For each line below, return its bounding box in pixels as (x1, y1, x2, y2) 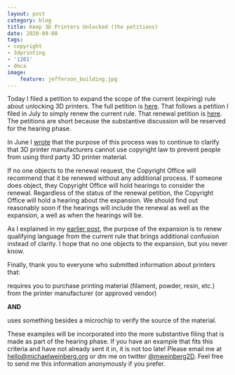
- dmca (7, 62, 27, 69)
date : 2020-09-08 (7, 29, 58, 37)
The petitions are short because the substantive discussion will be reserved (7, 117, 226, 125)
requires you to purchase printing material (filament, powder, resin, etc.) (7, 282, 215, 290)
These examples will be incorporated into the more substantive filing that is (7, 330, 224, 339)
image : (7, 69, 27, 76)
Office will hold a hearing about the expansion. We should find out (7, 196, 199, 205)
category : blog (7, 17, 52, 24)
